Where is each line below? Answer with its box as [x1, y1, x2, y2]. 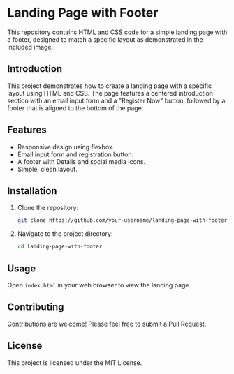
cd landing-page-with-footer [17, 243, 103, 250]
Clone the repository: [17, 204, 79, 212]
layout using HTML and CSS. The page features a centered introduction [7, 89, 214, 97]
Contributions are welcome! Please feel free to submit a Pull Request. [7, 320, 207, 328]
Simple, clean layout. [17, 165, 78, 173]
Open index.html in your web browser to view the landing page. [7, 280, 191, 289]
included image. [7, 43, 54, 51]
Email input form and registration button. [17, 150, 134, 158]
